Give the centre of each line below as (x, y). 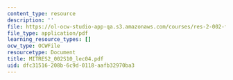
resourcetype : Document (42, 53)
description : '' (31, 20)
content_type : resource (42, 14)
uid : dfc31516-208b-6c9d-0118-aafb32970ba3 (71, 65)
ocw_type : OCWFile (34, 46)
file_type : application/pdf (48, 33)
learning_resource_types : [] (49, 40)
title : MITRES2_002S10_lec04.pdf (55, 59)
